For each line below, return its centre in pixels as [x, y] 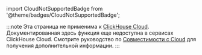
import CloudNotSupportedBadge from [55, 9]
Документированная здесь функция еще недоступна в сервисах [90, 33]
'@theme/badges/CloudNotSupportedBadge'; [63, 15]
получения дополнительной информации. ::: [63, 45]
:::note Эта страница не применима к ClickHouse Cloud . [78, 27]
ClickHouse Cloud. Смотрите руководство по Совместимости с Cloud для [101, 39]
